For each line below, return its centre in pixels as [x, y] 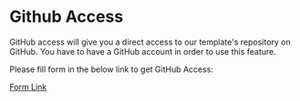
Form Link [28, 86]
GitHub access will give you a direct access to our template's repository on [150, 42]
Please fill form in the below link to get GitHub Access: [112, 69]
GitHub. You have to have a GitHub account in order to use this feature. [143, 51]
